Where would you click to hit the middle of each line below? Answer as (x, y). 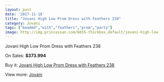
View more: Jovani (24, 74)
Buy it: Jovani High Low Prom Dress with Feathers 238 (60, 65)
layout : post (18, 10)
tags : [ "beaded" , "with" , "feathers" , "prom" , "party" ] (59, 28)
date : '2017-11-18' (25, 14)
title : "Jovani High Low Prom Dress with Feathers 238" (63, 19)
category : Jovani (23, 23)
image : (12, 32)
